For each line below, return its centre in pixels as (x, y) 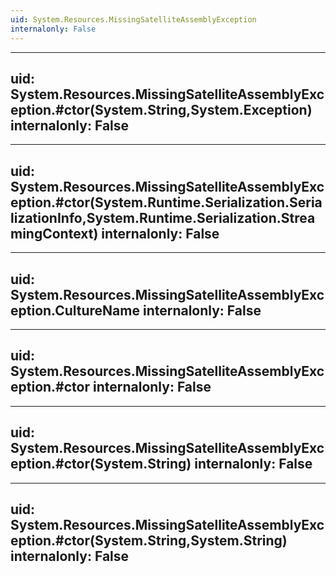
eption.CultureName (75, 310)
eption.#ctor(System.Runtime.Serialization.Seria (166, 202)
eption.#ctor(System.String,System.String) (149, 540)
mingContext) (54, 233)
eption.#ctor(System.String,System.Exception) (161, 109)
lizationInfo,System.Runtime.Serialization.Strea (163, 217)
